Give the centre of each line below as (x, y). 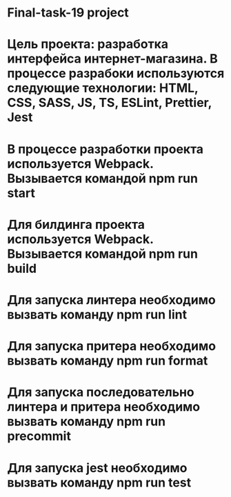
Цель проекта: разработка (88, 44)
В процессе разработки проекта (106, 149)
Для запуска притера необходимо (111, 346)
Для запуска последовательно (101, 393)
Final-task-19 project (68, 13)
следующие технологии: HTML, (103, 88)
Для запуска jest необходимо (97, 468)
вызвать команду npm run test (99, 482)
